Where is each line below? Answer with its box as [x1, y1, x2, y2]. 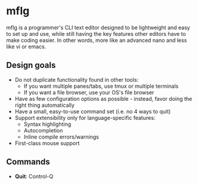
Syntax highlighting [23, 121, 72, 128]
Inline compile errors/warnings [23, 133, 100, 140]
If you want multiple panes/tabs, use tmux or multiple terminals [23, 82, 179, 90]
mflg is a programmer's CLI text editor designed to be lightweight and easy [6, 24, 190, 31]
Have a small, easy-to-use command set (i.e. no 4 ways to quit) [14, 107, 171, 115]
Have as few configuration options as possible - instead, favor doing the [14, 95, 193, 102]
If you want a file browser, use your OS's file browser [23, 88, 154, 96]
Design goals [6, 60, 56, 70]
